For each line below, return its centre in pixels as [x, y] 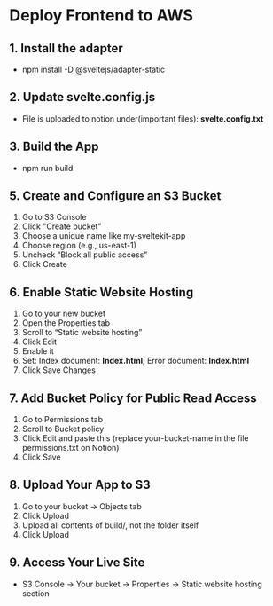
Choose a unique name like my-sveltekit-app [104, 236]
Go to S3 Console [54, 217]
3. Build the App [54, 147]
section [35, 593]
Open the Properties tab [66, 323]
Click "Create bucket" [62, 226]
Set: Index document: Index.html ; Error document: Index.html [136, 361]
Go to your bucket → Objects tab [82, 506]
